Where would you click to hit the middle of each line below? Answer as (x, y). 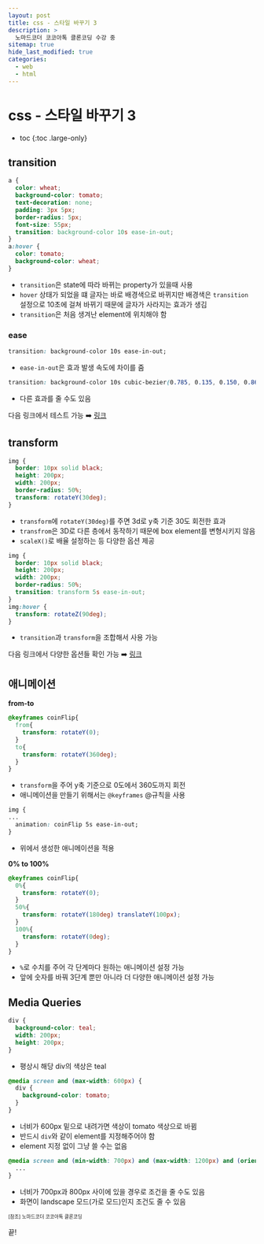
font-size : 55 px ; (44, 225)
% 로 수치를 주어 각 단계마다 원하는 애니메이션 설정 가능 (102, 967)
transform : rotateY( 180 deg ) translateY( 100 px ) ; (101, 915)
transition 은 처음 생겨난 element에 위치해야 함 (93, 314)
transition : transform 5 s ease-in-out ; (81, 592)
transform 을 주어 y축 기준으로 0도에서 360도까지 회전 (103, 785)
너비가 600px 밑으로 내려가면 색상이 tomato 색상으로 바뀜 (108, 1126)
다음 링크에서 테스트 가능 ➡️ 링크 (57, 415)
